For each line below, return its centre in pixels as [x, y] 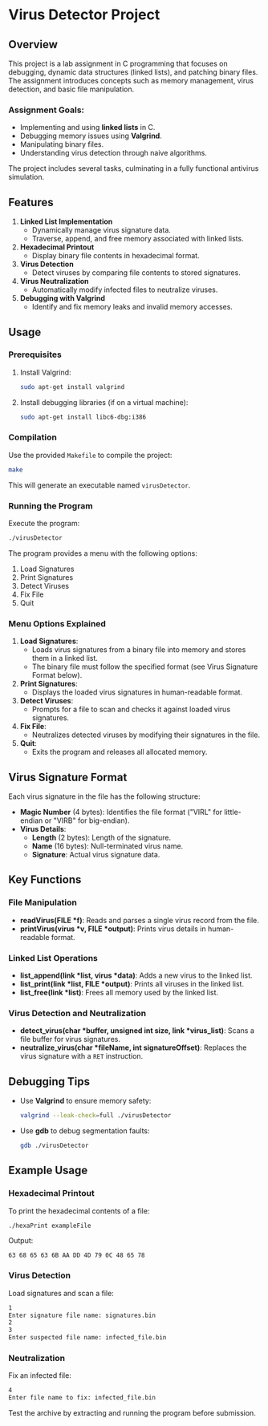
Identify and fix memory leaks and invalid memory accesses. [132, 307]
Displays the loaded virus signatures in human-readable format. [137, 692]
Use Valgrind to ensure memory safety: [85, 1101]
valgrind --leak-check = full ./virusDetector [95, 1116]
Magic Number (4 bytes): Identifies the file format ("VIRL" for [121, 812]
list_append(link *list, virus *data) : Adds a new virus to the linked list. [136, 975]
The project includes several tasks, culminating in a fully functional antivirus [134, 168]
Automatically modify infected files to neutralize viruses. [125, 290]
